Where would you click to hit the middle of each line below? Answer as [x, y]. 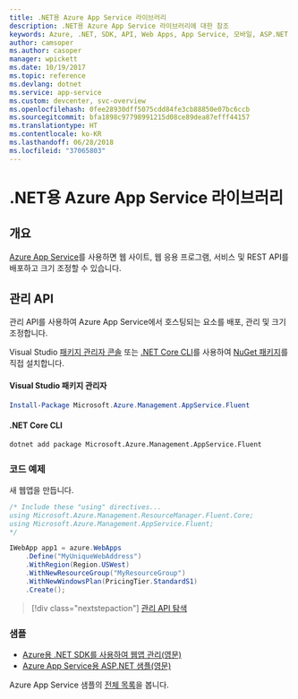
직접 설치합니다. [37, 363]
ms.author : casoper [46, 51]
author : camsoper [42, 43]
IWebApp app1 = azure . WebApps [66, 548]
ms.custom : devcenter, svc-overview [77, 101]
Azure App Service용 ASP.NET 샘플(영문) [97, 665]
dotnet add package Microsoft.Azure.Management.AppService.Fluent [136, 444]
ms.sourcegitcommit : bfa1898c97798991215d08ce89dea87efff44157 [130, 117]
